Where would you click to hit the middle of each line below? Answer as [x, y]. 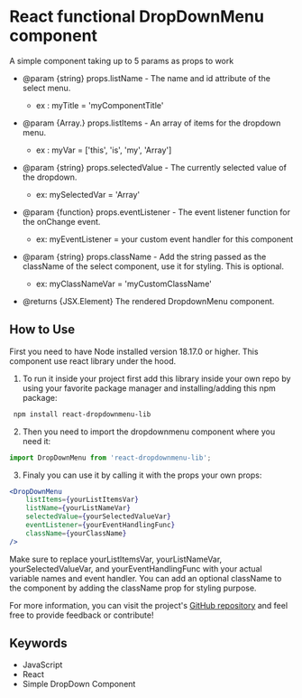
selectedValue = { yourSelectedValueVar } [98, 517]
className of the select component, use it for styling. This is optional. [153, 266]
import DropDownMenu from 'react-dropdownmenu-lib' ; [110, 458]
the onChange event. [61, 221]
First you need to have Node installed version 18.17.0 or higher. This [134, 351]
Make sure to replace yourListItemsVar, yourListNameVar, [116, 559]
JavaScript [42, 665]
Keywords [38, 643]
